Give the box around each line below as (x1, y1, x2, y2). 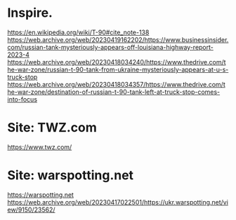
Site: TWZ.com (7, 120, 97, 136)
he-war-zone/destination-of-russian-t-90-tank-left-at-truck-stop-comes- (7, 88, 221, 96)
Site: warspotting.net (7, 167, 134, 184)
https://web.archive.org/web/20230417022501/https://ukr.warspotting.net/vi (7, 198, 228, 206)
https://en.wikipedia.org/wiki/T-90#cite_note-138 (7, 28, 150, 36)
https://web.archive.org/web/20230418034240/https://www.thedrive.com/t (7, 57, 226, 66)
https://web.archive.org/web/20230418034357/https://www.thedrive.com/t (7, 80, 226, 88)
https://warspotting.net (7, 191, 74, 199)
